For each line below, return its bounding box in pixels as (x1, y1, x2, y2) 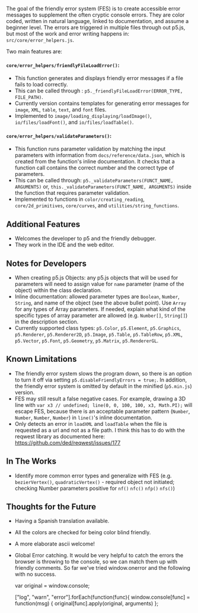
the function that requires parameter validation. (14, 190, 130, 197)
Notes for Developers (6, 258, 87, 268)
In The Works (6, 456, 56, 467)
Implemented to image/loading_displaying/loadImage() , (14, 113, 152, 120)
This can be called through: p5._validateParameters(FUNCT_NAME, (14, 177, 174, 184)
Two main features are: (6, 48, 62, 55)
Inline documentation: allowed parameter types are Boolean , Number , (14, 293, 180, 300)
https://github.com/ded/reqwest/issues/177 (14, 439, 121, 446)
